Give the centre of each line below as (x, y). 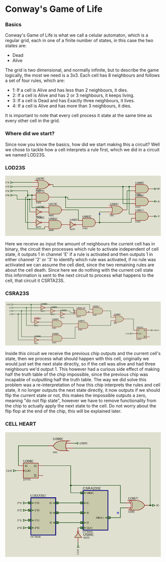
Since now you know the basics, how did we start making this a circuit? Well (83, 144)
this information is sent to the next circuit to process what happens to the (80, 276)
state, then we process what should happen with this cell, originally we (77, 359)
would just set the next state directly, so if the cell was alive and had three (80, 364)
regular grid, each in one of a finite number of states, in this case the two (79, 40)
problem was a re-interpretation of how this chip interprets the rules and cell (83, 385)
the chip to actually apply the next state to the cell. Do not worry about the (81, 406)
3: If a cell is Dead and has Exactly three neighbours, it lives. (73, 101)
